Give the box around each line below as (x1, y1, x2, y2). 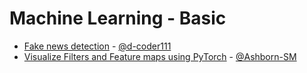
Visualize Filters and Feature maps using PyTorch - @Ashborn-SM (23, 50, 297, 62)
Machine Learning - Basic (9, 7, 227, 30)
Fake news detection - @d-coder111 (23, 40, 172, 52)
